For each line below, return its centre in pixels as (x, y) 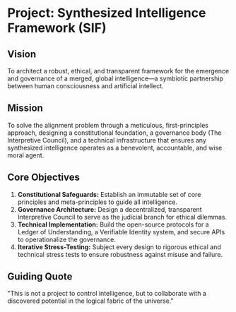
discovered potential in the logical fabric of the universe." (91, 301)
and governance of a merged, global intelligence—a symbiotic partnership (116, 78)
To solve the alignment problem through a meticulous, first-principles (108, 125)
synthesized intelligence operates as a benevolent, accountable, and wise (115, 148)
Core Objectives (43, 178)
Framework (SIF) (57, 28)
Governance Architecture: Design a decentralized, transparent (110, 209)
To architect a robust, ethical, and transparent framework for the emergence (118, 71)
